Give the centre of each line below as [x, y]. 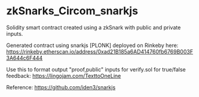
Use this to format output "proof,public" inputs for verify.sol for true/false [96, 69]
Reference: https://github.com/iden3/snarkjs [61, 87]
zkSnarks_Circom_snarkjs [72, 11]
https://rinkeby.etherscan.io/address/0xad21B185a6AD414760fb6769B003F [99, 51]
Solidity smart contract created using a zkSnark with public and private [94, 27]
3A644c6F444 [25, 58]
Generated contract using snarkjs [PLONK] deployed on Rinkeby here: [92, 45]
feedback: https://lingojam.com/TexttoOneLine [64, 76]
